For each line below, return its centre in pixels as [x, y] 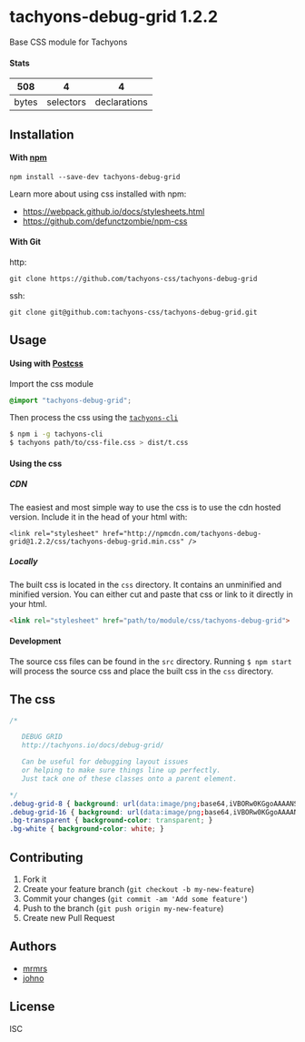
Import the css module [51, 383]
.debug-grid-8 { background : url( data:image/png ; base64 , [119, 804]
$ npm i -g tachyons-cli [56, 434]
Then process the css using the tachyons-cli [94, 418]
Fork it [34, 879]
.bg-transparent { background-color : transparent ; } [111, 821]
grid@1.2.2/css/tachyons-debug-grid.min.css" [97, 541]
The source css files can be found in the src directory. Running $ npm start [151, 661]
